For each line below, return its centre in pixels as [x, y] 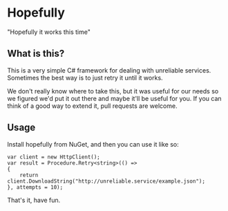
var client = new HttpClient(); [54, 157]
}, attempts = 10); [35, 187]
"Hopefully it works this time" [49, 32]
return [29, 175]
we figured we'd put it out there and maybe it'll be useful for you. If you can [115, 98]
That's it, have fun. [34, 200]
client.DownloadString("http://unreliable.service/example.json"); [106, 181]
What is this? [36, 54]
